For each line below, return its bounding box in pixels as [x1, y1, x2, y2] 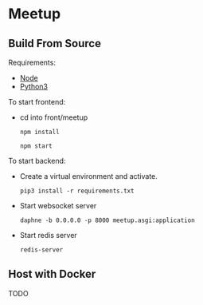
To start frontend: [8, 97, 66, 106]
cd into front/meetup [19, 113, 88, 122]
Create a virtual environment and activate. [19, 172, 158, 180]
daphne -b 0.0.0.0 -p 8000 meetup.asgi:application [19, 216, 195, 224]
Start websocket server [19, 201, 97, 210]
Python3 [19, 81, 48, 91]
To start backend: [8, 156, 66, 165]
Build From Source [8, 37, 102, 50]
